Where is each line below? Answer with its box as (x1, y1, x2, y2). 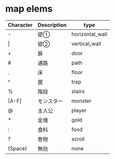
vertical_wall (71, 40, 101, 47)
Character (8, 21, 33, 28)
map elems (5, 3, 53, 15)
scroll (71, 135, 85, 142)
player (71, 107, 87, 114)
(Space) (8, 145, 27, 152)
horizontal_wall (71, 30, 108, 38)
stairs (71, 87, 85, 94)
